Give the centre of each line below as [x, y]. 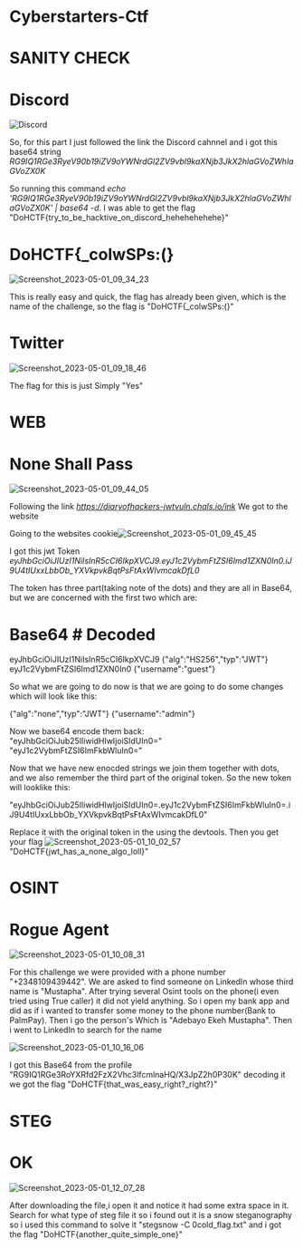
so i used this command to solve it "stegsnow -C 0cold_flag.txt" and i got [146, 1225]
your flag [26, 842]
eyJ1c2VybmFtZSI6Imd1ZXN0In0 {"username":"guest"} [112, 669]
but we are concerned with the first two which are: [104, 598]
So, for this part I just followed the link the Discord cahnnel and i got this [143, 142]
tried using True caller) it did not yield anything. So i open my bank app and [149, 1001]
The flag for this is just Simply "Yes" [76, 386]
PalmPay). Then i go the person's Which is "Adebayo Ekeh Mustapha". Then [151, 1021]
